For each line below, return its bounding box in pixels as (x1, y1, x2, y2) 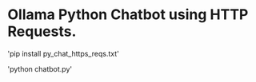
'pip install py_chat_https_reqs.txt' (7, 49, 119, 58)
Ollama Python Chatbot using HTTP (7, 6, 249, 24)
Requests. (7, 22, 77, 41)
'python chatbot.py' (7, 64, 73, 73)
